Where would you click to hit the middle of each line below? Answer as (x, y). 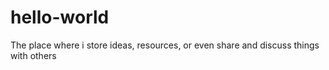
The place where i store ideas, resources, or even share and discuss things (165, 45)
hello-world (60, 17)
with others (33, 55)
